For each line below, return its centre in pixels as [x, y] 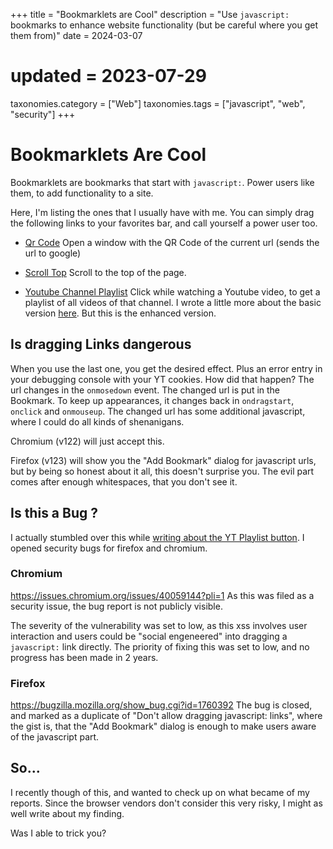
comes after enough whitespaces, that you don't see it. [124, 481]
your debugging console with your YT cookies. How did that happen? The [162, 379]
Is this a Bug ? [54, 513]
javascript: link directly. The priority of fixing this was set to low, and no [160, 646]
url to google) [53, 253]
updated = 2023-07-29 [108, 76]
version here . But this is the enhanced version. [120, 313]
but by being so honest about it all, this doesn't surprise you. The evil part [162, 471]
